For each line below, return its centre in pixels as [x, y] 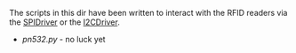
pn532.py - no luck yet [64, 39]
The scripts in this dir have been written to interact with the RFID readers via [148, 13]
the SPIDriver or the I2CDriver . [64, 22]
